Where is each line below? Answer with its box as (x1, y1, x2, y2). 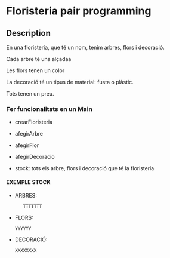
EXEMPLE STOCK (6, 178, 51, 186)
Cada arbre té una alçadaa (6, 56, 72, 62)
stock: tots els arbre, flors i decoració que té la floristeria (14, 165, 154, 172)
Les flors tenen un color (6, 67, 65, 74)
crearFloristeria (14, 118, 52, 126)
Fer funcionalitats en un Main (6, 105, 92, 113)
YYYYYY (14, 225, 32, 231)
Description (6, 28, 51, 38)
